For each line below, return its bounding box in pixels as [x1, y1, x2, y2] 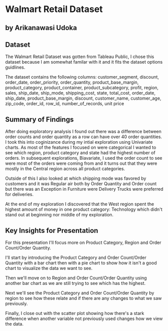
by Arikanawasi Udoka [5, 24, 77, 32]
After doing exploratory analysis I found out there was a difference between [5, 129, 162, 135]
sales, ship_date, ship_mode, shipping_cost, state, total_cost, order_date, [5, 90, 156, 96]
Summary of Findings [5, 115, 74, 124]
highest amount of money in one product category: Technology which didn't [5, 206, 163, 212]
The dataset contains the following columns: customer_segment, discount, [5, 74, 159, 80]
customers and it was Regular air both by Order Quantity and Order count [5, 181, 157, 187]
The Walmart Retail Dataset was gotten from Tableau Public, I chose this [5, 54, 154, 60]
